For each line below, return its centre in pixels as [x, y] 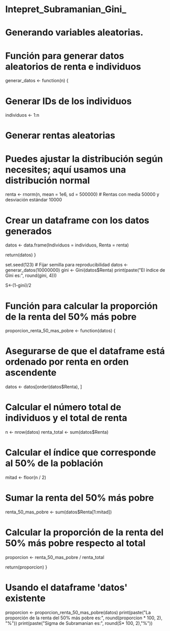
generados [29, 231]
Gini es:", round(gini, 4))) [31, 275]
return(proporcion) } [26, 567]
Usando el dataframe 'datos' [66, 588]
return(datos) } [21, 255]
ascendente [31, 373]
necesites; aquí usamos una [66, 170]
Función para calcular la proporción [82, 306]
